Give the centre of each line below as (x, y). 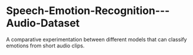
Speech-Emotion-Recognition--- (88, 11)
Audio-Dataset (43, 23)
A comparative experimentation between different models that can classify (96, 39)
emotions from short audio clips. (45, 46)
